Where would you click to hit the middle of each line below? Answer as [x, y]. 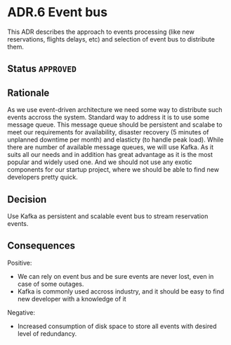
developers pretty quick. [43, 177]
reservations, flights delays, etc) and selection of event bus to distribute [111, 39]
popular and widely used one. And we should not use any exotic [100, 162]
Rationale [28, 93]
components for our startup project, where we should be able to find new [113, 170]
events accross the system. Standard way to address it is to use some [108, 118]
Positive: [20, 263]
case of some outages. [51, 284]
